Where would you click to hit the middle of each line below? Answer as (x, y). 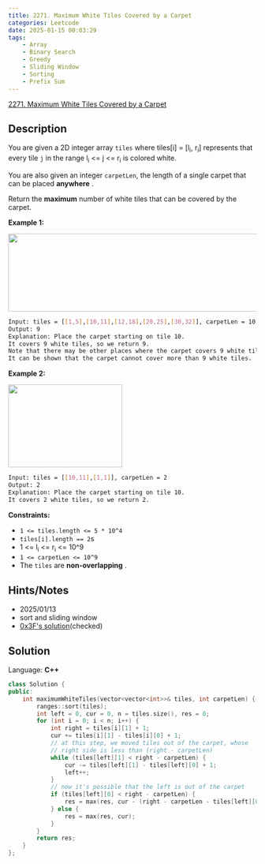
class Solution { (37, 684)
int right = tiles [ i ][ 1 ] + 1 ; (100, 728)
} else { (65, 809)
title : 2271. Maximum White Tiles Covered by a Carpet (100, 15)
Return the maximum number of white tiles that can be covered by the (123, 199)
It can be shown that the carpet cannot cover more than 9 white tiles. (130, 359)
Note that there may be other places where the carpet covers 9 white (127, 351)
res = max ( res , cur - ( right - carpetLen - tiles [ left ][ (160, 802)
